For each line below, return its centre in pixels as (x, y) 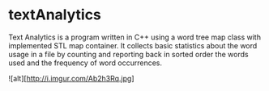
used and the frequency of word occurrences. (85, 63)
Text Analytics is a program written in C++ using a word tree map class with (135, 37)
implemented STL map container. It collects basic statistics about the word (133, 45)
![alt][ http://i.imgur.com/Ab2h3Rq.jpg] (72, 78)
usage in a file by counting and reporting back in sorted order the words (128, 54)
